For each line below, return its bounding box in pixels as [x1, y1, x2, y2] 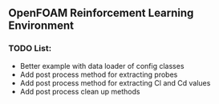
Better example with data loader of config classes [19, 61, 185, 70]
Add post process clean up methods [19, 86, 140, 96]
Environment [8, 19, 75, 33]
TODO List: [8, 43, 52, 54]
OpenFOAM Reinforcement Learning [8, 6, 194, 20]
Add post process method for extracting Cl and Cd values [19, 78, 211, 87]
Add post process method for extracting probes [19, 70, 178, 79]
